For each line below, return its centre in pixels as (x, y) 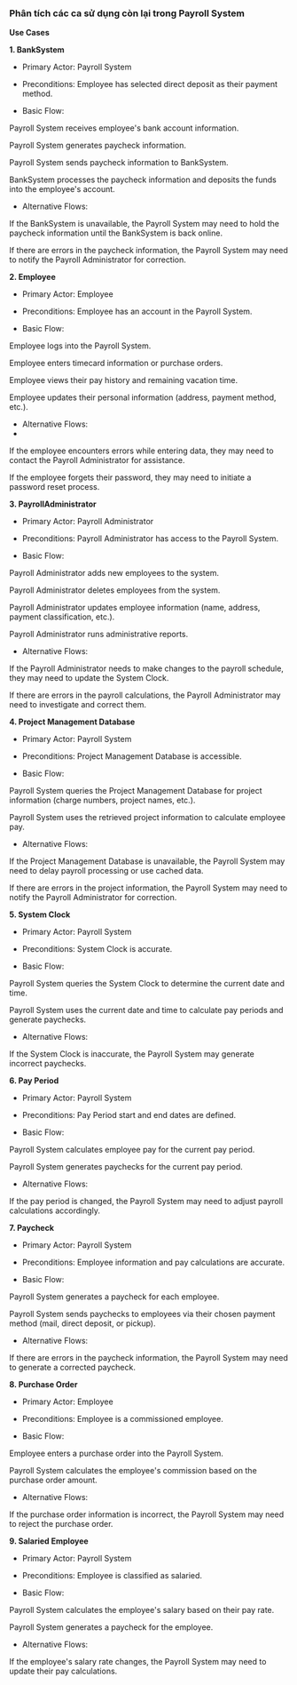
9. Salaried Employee (49, 1541)
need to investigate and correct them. (78, 705)
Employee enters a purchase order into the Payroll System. (117, 1453)
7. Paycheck (32, 1228)
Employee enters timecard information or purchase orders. (116, 363)
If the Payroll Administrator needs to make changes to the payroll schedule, (146, 668)
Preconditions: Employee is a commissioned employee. (122, 1419)
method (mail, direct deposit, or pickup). (82, 1323)
